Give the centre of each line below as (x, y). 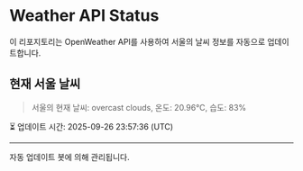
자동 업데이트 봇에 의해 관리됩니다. (69, 157)
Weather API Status (84, 16)
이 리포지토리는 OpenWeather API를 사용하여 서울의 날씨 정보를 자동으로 (138, 41)
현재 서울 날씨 (45, 84)
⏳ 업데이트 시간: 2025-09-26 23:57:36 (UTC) (92, 126)
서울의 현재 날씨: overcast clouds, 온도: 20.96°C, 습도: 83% (139, 107)
